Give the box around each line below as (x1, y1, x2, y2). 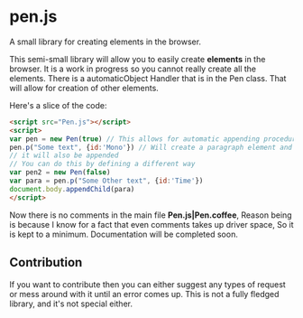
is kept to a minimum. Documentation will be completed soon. (9, 229, 239, 239)
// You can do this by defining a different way (9, 160, 196, 169)
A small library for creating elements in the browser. (9, 36, 201, 47)
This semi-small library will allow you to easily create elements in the (9, 53, 266, 64)
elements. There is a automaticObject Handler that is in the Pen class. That (9, 72, 287, 83)
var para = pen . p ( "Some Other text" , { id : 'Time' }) (9, 176, 204, 186)
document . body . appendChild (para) (9, 184, 135, 193)
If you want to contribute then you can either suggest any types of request (9, 278, 286, 290)
